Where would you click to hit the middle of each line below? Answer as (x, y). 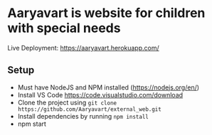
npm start (32, 124)
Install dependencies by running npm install (83, 116)
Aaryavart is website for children (106, 13)
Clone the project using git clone (67, 102)
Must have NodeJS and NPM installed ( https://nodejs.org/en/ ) (108, 87)
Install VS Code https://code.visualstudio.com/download (100, 94)
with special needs (64, 28)
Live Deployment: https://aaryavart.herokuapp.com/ (83, 48)
